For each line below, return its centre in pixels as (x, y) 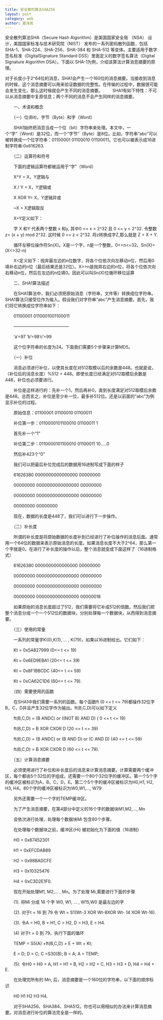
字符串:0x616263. (27, 146)
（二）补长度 (25, 527)
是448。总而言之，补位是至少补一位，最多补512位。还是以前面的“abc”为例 (80, 396)
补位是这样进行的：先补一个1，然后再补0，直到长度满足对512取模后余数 (85, 390)
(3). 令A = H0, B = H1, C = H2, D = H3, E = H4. (59, 923)
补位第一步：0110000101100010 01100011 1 (56, 423)
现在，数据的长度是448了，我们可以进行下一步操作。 (66, 516)
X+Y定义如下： (28, 218)
